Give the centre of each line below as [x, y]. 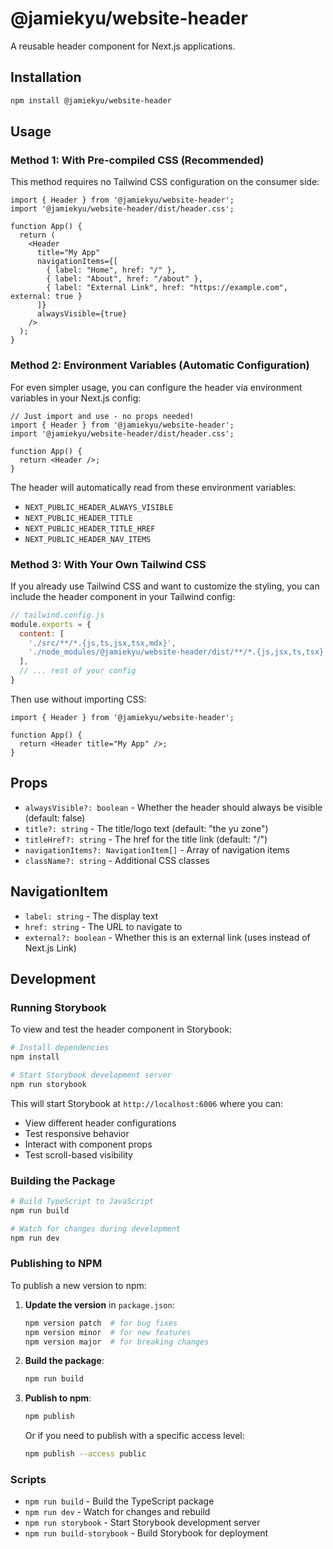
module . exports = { [51, 624]
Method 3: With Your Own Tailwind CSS [108, 564]
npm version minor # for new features [108, 1332]
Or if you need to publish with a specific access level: [134, 1436]
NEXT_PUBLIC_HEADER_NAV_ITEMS [88, 539]
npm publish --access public [85, 1454]
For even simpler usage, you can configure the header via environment [156, 387]
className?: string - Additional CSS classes [117, 860]
